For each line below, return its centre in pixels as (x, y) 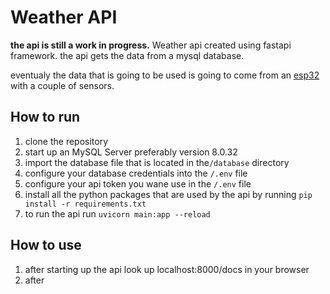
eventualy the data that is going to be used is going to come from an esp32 (165, 75)
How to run (45, 117)
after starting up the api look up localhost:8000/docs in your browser (167, 269)
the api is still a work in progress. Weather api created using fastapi (151, 45)
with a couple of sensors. (62, 85)
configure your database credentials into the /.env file (136, 173)
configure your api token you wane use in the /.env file (138, 183)
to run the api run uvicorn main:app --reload (117, 213)
